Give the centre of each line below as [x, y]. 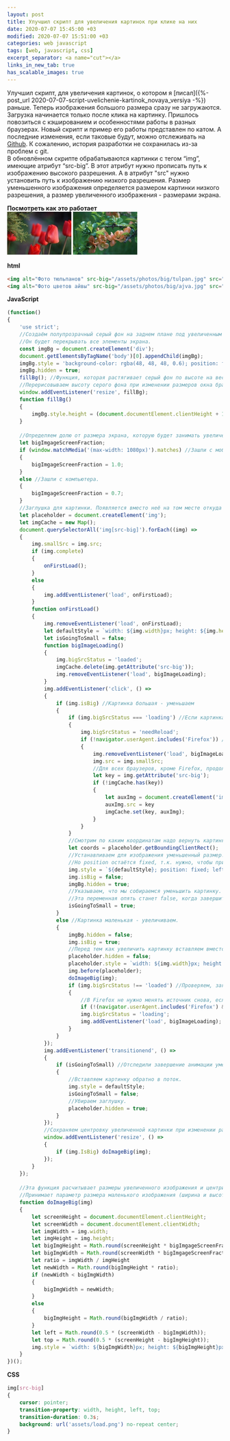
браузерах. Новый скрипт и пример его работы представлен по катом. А [114, 129]
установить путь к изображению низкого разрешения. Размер [99, 180]
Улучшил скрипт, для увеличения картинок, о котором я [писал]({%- [108, 93]
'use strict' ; [39, 327]
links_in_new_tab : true [41, 65]
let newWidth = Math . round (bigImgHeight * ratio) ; [105, 1267]
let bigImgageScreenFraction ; [63, 443]
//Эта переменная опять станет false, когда [132, 898]
